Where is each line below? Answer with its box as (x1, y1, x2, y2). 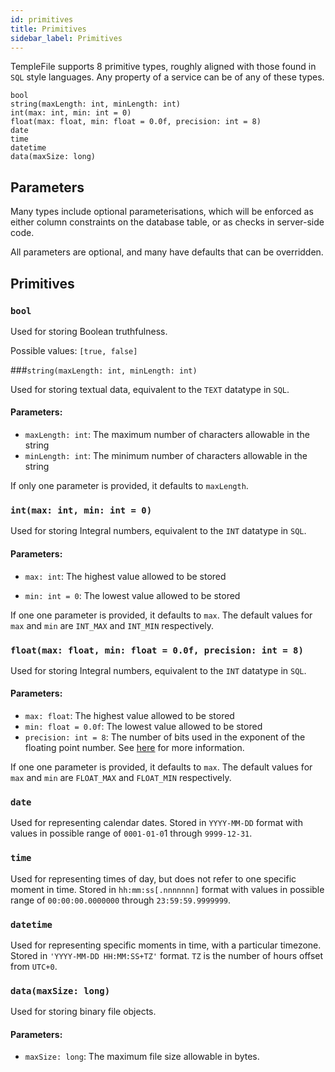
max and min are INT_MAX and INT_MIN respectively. (10, 619, 215, 631)
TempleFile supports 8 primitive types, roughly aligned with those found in (10, 61, 317, 73)
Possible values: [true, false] (10, 344, 138, 356)
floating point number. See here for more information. (24, 742, 245, 754)
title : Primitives (10, 24, 87, 34)
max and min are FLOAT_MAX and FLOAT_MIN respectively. (10, 772, 232, 784)
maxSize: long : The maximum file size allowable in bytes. (24, 1051, 260, 1063)
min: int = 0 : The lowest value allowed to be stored (24, 589, 241, 601)
